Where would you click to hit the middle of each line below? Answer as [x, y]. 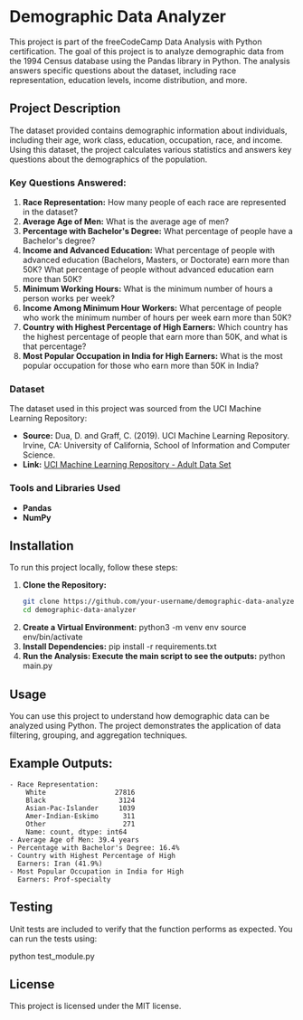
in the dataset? [50, 212]
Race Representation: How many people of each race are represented [154, 203]
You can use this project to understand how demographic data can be [139, 716]
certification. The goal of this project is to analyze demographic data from [147, 51]
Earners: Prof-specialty [64, 879]
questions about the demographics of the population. [109, 159]
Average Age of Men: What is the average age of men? [126, 222]
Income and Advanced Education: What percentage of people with [149, 250]
